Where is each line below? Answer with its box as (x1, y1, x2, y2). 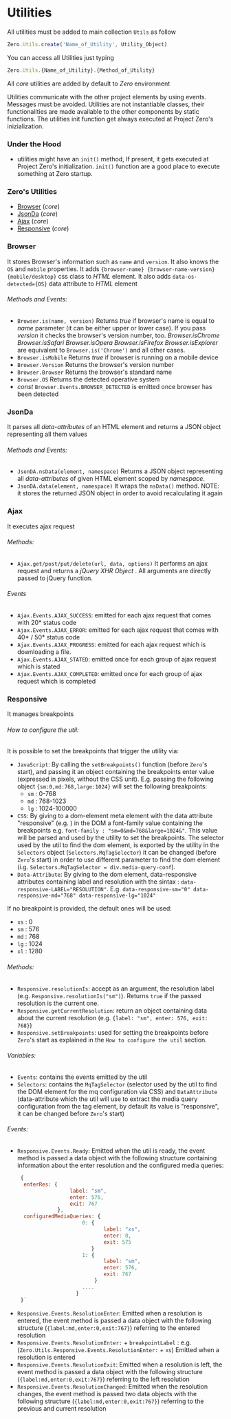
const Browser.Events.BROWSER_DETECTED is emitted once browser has (16, 382, 212, 390)
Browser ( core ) (16, 202, 60, 211)
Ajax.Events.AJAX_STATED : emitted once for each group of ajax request (16, 655, 217, 663)
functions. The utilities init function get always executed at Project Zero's (7, 115, 214, 123)
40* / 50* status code (16, 633, 80, 641)
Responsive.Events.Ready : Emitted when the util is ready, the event (16, 1147, 206, 1155)
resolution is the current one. (16, 999, 100, 1007)
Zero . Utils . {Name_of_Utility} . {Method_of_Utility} (7, 67, 155, 74)
